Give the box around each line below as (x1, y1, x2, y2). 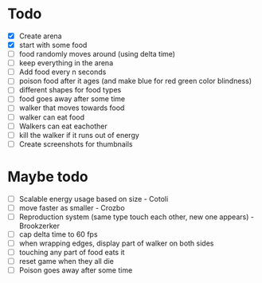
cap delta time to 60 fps (18, 229, 98, 239)
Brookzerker (18, 221, 61, 230)
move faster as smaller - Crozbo (18, 202, 125, 212)
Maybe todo (7, 167, 88, 186)
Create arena (18, 31, 62, 41)
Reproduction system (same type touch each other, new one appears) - (18, 212, 254, 222)
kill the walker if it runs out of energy (18, 130, 140, 140)
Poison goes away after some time (18, 265, 133, 275)
